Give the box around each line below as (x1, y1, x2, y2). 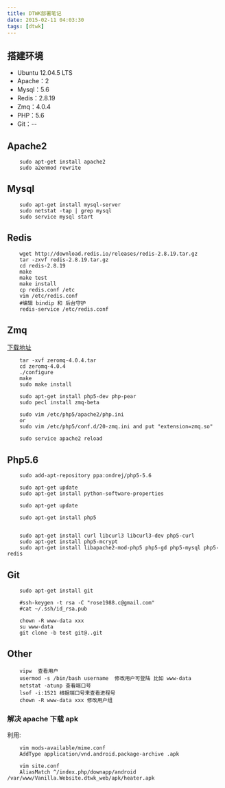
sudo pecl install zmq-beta (19, 400, 99, 406)
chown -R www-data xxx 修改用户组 (19, 697, 113, 703)
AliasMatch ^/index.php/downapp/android (19, 769, 137, 776)
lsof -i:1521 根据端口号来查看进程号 (19, 689, 116, 697)
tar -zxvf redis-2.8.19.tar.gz (19, 256, 109, 263)
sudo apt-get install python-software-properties (19, 490, 165, 497)
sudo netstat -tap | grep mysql (19, 207, 112, 214)
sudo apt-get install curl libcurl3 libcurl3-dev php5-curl (19, 532, 195, 540)
